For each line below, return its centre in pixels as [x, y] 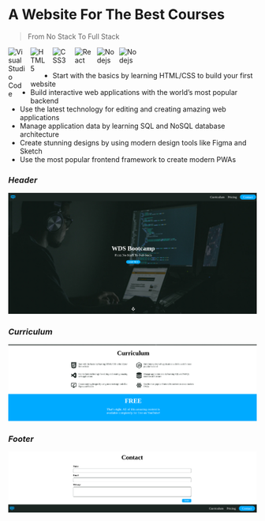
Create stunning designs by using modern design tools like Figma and [133, 142]
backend [45, 100]
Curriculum [30, 332]
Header [23, 179]
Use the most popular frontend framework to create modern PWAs [128, 159]
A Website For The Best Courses [116, 15]
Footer [21, 439]
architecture [39, 134]
